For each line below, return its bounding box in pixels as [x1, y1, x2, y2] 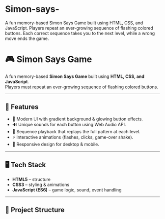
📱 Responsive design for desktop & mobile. [12, 141, 99, 147]
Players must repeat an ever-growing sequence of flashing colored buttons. [5, 84, 159, 90]
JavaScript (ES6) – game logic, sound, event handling [12, 186, 122, 193]
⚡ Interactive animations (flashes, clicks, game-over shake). [12, 134, 134, 140]
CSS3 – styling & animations [12, 182, 70, 187]
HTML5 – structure [12, 176, 51, 182]
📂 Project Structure [5, 206, 65, 214]
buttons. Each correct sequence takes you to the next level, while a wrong [5, 30, 155, 36]
